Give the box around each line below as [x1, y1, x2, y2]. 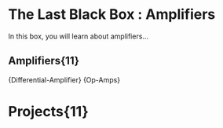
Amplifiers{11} [8, 54, 80, 68]
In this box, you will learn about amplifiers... [8, 31, 149, 41]
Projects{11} [8, 102, 89, 120]
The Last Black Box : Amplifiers [8, 5, 216, 24]
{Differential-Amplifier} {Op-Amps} [8, 75, 120, 84]
